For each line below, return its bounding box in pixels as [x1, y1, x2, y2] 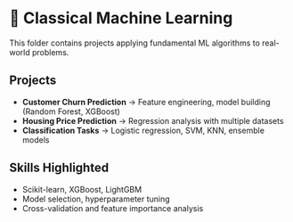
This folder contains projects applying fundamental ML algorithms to [9, 37, 261, 48]
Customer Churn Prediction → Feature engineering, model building [21, 96, 271, 107]
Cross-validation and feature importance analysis [21, 202, 204, 213]
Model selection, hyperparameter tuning [21, 193, 171, 204]
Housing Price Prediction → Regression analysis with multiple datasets [21, 115, 284, 126]
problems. [31, 46, 69, 57]
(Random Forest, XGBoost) [21, 106, 120, 117]
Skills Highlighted [9, 160, 110, 176]
